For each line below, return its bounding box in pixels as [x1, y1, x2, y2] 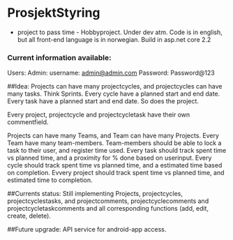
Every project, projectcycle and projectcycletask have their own [7, 110, 190, 119]
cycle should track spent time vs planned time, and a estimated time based [7, 161, 223, 170]
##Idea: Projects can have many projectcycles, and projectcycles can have [7, 82, 223, 91]
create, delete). [7, 211, 51, 220]
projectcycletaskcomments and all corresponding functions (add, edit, [7, 204, 209, 213]
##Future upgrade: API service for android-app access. [7, 225, 167, 234]
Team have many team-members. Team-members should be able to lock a [7, 139, 222, 147]
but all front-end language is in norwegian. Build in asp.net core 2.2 [17, 35, 211, 43]
